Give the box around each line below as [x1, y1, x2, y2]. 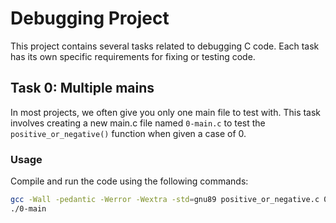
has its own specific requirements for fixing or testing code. [10, 50, 256, 62]
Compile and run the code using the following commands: [10, 175, 249, 187]
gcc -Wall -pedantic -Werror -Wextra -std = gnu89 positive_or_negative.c [10, 195, 320, 205]
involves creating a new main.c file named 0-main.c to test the [10, 117, 266, 129]
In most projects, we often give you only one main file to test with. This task [10, 106, 322, 118]
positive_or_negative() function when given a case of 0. [10, 127, 247, 139]
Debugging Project [10, 7, 170, 30]
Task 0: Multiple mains [10, 80, 155, 97]
